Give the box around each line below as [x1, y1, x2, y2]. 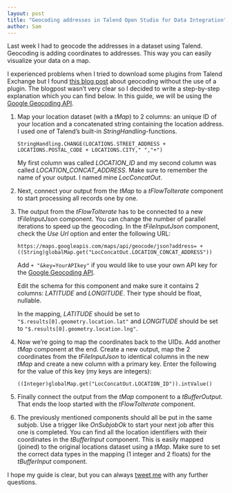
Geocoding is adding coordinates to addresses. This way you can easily [7, 49, 212, 57]
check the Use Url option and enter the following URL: [17, 229, 171, 238]
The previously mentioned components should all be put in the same [17, 414, 213, 422]
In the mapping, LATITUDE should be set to [17, 310, 140, 318]
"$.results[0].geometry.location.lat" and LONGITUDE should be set [17, 317, 219, 325]
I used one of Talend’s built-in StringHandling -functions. [17, 127, 177, 135]
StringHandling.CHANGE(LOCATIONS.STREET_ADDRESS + [17, 141, 166, 148]
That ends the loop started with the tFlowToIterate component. [17, 400, 195, 408]
